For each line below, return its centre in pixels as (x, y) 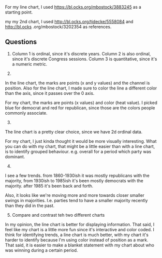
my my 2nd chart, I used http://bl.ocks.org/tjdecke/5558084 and (69, 22)
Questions (21, 42)
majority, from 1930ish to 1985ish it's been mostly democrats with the (74, 181)
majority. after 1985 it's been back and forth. (49, 186)
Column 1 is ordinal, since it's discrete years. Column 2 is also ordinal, (81, 53)
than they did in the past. (30, 206)
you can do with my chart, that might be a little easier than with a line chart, (80, 146)
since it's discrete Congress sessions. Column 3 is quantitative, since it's (84, 59)
